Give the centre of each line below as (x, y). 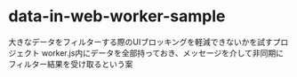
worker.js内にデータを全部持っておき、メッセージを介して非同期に (162, 53)
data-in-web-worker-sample (117, 16)
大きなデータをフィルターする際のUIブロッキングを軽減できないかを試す (140, 42)
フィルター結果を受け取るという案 (71, 64)
